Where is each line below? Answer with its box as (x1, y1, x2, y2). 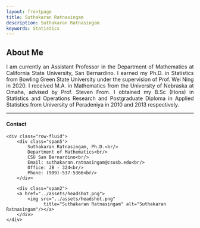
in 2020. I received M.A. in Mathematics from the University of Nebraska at (6, 82, 194, 89)
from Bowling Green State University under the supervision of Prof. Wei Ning (6, 76, 195, 83)
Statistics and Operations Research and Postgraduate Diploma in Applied (6, 95, 194, 102)
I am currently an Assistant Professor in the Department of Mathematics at (6, 63, 194, 70)
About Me (6, 47, 43, 57)
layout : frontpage (6, 8, 52, 15)
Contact (6, 120, 27, 127)
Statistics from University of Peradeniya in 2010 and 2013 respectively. (6, 101, 180, 108)
